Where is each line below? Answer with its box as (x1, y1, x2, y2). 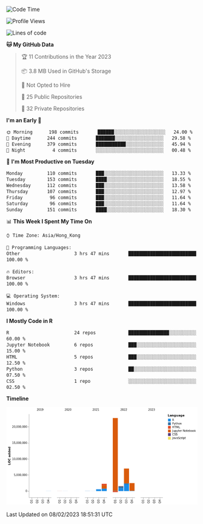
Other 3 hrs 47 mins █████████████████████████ (6, 251, 197, 257)
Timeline (6, 395, 29, 402)
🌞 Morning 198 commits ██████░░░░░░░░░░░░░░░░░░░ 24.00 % (6, 129, 193, 135)
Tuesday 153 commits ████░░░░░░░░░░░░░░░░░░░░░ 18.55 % (6, 176, 191, 182)
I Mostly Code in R (6, 317, 53, 324)
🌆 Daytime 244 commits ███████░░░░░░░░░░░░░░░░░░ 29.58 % (6, 135, 191, 141)
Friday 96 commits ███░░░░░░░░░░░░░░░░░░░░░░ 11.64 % (6, 194, 191, 201)
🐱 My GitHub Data (6, 41, 55, 48)
